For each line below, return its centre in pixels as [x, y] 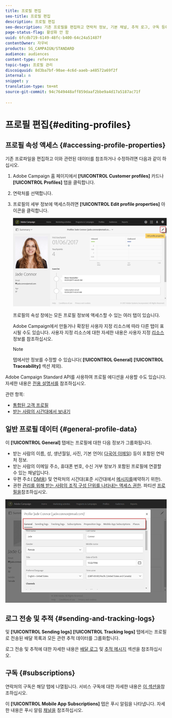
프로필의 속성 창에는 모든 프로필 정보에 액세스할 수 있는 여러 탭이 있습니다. [86, 315]
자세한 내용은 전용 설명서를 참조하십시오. [46, 383]
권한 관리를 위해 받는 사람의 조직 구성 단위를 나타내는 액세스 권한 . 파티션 [84, 485]
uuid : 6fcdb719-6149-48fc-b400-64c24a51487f [53, 38]
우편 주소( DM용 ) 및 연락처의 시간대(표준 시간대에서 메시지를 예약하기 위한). [87, 479]
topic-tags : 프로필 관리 [29, 65]
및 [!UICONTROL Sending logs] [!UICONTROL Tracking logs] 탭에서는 [79, 631]
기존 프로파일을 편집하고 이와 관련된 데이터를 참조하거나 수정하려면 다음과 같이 [83, 158]
